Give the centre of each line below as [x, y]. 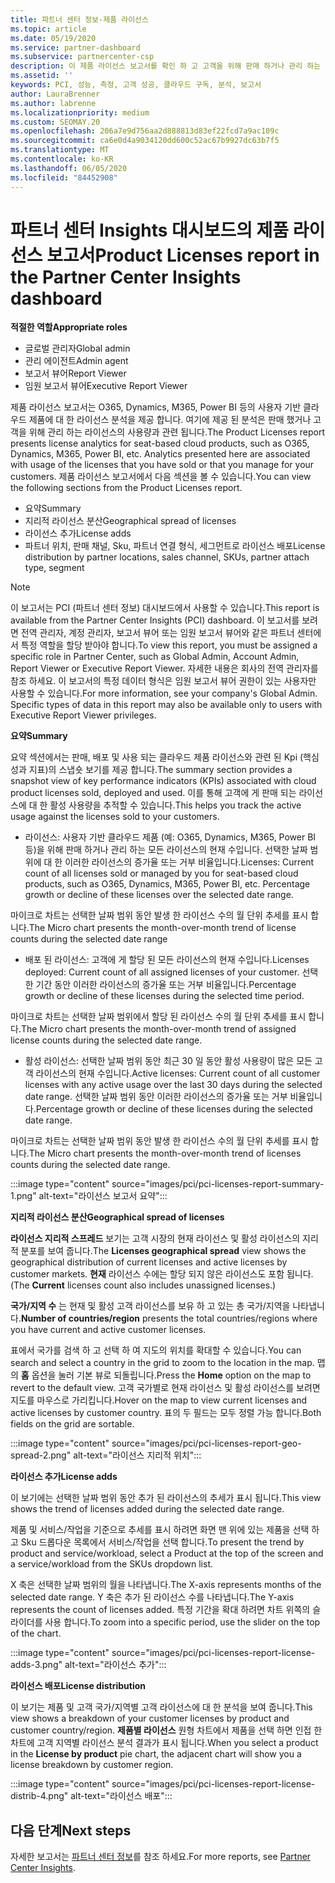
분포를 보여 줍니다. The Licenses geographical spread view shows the [163, 1251]
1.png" [23, 1196]
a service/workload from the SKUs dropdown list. [112, 1564]
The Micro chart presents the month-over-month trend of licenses [165, 1153]
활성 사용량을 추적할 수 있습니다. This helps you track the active [175, 805]
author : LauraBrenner [55, 94]
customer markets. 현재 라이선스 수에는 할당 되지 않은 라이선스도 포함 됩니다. [162, 1274]
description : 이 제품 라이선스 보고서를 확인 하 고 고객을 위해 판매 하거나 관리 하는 [166, 66]
